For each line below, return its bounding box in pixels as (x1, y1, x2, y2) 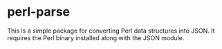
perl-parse (7, 4, 71, 20)
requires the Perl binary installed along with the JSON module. (7, 33, 185, 42)
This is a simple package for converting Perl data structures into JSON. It (7, 27, 216, 35)
